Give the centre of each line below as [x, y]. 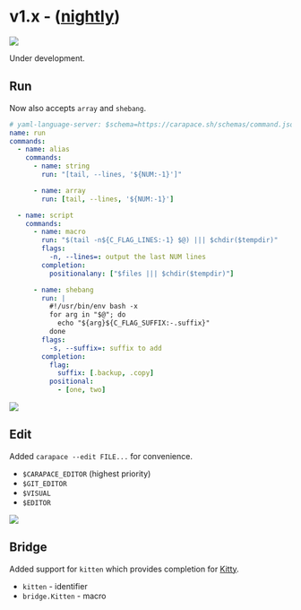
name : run [28, 133]
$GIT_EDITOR [44, 484]
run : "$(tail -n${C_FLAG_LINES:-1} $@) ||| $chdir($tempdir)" [160, 240]
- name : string [61, 166]
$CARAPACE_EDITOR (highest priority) [86, 474]
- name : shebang [63, 290]
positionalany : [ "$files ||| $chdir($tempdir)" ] [142, 274]
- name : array [60, 190]
